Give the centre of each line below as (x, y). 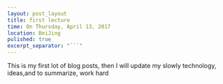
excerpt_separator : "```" (45, 46)
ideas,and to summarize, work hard (58, 73)
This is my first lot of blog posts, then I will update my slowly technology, (112, 66)
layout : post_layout (37, 14)
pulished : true (29, 40)
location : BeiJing (34, 33)
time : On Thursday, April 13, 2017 (59, 26)
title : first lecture (39, 20)
